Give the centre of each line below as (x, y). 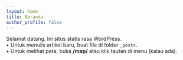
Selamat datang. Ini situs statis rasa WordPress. (64, 39)
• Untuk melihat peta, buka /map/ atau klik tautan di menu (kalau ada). (92, 51)
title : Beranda (25, 17)
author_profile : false (34, 22)
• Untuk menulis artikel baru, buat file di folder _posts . (72, 45)
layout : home (22, 11)
